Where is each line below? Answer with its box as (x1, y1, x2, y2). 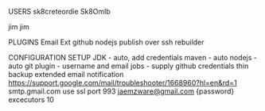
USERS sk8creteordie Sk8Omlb (8, 7, 111, 16)
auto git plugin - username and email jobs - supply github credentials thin (8, 61, 249, 71)
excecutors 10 (8, 95, 54, 104)
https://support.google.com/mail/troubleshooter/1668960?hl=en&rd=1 (8, 78, 237, 87)
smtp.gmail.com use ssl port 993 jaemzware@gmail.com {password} (8, 86, 235, 96)
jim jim (8, 22, 30, 31)
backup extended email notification (8, 70, 124, 78)
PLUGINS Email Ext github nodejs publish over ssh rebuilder (8, 37, 205, 47)
